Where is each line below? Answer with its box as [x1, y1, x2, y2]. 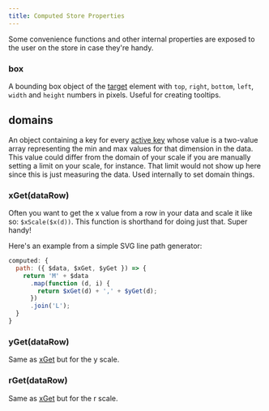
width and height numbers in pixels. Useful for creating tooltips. [8, 90, 221, 100]
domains [8, 113, 53, 127]
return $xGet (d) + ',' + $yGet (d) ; [37, 287, 158, 295]
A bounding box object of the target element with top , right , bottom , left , [8, 81, 254, 91]
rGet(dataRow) [8, 375, 68, 386]
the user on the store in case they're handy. [8, 42, 154, 53]
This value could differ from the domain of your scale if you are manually [8, 152, 251, 162]
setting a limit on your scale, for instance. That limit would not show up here [8, 161, 262, 170]
